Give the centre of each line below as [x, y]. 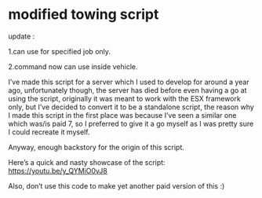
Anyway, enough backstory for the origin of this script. [96, 147]
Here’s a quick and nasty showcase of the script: [87, 162]
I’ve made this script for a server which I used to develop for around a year [129, 82]
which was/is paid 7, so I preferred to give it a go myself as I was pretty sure [131, 123]
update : [22, 36]
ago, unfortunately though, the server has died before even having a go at [127, 90]
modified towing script [84, 15]
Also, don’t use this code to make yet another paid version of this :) [116, 185]
